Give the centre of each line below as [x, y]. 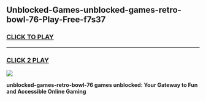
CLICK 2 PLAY [28, 60]
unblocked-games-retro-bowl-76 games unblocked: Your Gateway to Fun [102, 84]
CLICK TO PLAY [30, 37]
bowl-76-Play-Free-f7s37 [56, 20]
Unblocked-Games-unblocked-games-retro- [94, 10]
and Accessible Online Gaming [46, 91]
